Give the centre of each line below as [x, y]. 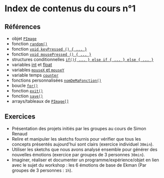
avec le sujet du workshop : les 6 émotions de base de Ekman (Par [79, 165]
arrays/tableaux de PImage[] [40, 101]
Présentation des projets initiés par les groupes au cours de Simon [79, 128]
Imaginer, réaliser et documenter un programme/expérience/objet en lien [85, 160]
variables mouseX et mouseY [38, 70]
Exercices [20, 117]
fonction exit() [27, 91]
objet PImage [24, 38]
